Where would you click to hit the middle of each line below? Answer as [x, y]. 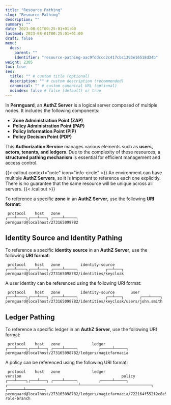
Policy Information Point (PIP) [44, 131]
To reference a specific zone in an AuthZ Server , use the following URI [80, 199]
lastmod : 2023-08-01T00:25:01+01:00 [44, 34]
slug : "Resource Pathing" [33, 15]
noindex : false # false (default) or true [55, 90]
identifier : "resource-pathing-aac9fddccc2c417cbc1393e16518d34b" [86, 57]
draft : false [19, 39]
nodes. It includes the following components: [52, 111]
